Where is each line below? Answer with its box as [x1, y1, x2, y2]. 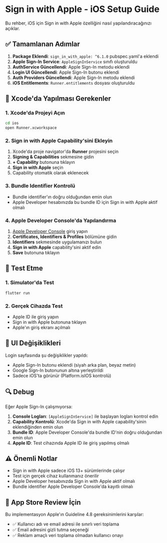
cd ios [5, 121, 19, 126]
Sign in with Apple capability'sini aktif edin [12, 244, 101, 250]
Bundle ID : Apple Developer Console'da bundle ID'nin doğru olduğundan [12, 429, 162, 435]
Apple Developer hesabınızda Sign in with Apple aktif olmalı [12, 478, 135, 484]
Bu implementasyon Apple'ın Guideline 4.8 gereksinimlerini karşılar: [5, 511, 144, 517]
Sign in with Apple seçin [12, 164, 63, 171]
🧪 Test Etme [5, 264, 43, 273]
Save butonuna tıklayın [12, 249, 60, 256]
